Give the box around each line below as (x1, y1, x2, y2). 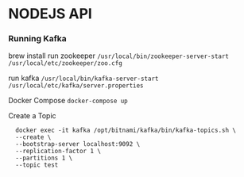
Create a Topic (8, 111, 57, 121)
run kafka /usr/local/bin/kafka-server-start (8, 73, 159, 83)
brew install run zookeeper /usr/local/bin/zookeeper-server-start (8, 51, 229, 60)
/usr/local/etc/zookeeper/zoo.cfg (8, 60, 123, 67)
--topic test (15, 161, 59, 169)
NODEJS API (8, 5, 93, 23)
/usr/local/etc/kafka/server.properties (8, 82, 145, 90)
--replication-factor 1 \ (15, 148, 102, 156)
